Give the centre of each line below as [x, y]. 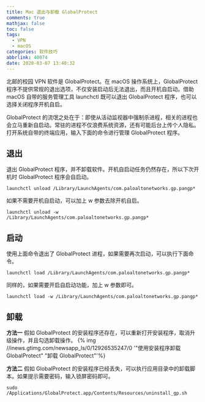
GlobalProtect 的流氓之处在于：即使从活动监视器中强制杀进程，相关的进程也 [102, 117]
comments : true [26, 18]
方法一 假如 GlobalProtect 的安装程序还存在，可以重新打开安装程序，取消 [98, 332]
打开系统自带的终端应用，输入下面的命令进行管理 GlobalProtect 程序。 [95, 133]
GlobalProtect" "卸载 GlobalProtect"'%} [56, 356]
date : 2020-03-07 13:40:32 [41, 63]
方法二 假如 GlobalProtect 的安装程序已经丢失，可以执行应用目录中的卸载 [98, 368]
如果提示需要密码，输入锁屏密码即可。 [65, 376]
